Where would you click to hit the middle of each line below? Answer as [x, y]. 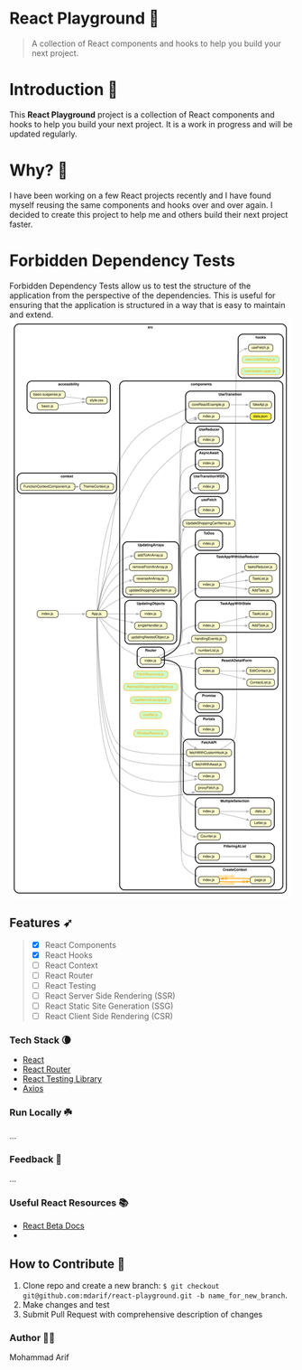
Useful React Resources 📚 [69, 1203]
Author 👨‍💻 [32, 1337]
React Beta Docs [53, 1226]
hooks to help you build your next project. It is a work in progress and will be [151, 124]
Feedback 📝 [36, 1159]
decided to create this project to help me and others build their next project [149, 214]
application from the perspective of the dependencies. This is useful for [142, 295]
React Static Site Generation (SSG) [109, 1006]
